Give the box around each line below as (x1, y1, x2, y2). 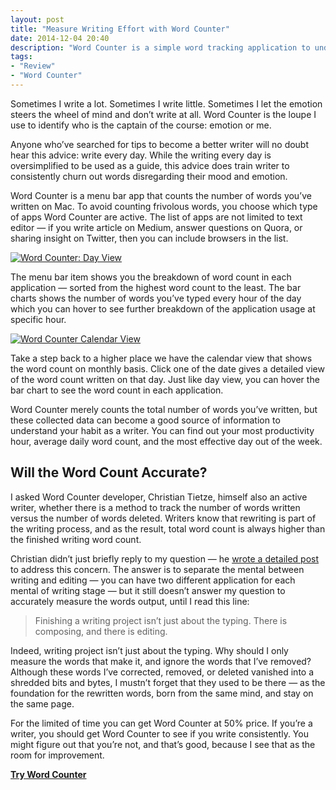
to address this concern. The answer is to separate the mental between (10, 563, 305, 575)
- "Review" (10, 61, 56, 71)
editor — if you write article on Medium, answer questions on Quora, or (10, 221, 303, 233)
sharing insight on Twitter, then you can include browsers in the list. (10, 232, 289, 244)
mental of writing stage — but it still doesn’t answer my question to (10, 584, 286, 596)
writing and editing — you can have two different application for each (10, 574, 296, 586)
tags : (10, 52, 33, 62)
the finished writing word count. (10, 533, 142, 545)
